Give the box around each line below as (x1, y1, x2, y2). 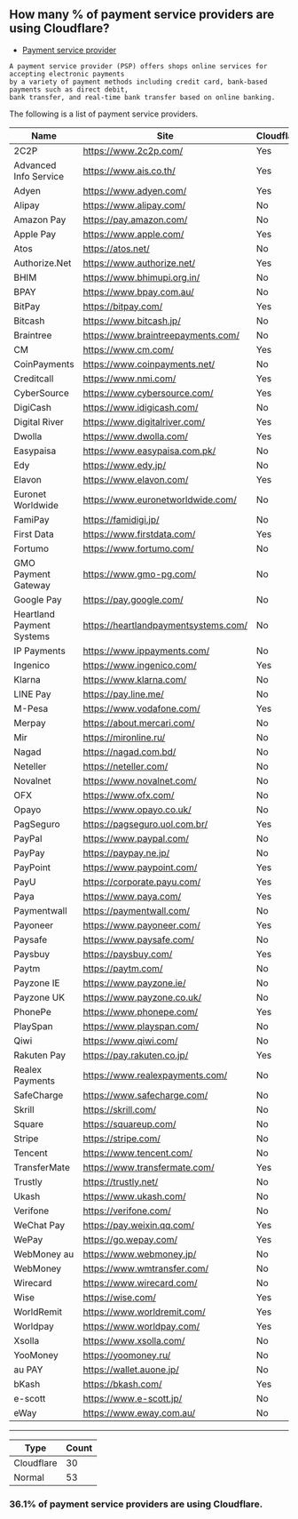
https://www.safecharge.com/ (82, 1089, 208, 1101)
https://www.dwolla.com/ (82, 430, 189, 443)
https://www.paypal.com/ (82, 832, 189, 844)
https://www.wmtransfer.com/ (82, 1262, 209, 1275)
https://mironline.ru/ (82, 731, 166, 743)
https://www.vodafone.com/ (82, 702, 201, 715)
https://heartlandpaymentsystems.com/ (82, 619, 248, 631)
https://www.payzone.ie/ (82, 977, 186, 989)
